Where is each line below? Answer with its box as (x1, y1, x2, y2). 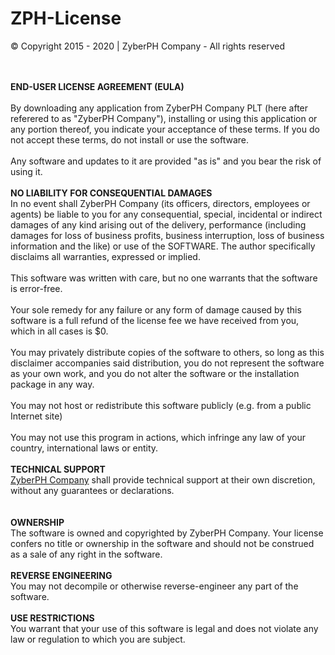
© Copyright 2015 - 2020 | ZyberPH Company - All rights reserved (10, 40, 285, 52)
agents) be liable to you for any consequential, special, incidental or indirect (10, 208, 323, 220)
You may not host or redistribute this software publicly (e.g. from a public (10, 399, 312, 411)
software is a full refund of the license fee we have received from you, (10, 314, 300, 326)
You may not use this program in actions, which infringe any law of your (10, 431, 307, 443)
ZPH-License (10, 7, 122, 30)
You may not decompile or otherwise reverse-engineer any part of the (10, 580, 299, 592)
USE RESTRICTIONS (10, 612, 95, 624)
